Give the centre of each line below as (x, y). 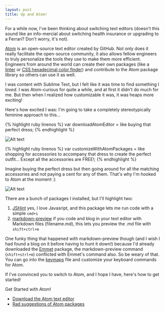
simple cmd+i (25, 213)
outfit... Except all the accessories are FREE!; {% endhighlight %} (71, 159)
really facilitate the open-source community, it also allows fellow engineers (81, 54)
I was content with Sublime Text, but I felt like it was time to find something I (82, 84)
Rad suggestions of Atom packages (48, 304)
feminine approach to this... (33, 115)
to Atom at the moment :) (30, 179)
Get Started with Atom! (28, 289)
